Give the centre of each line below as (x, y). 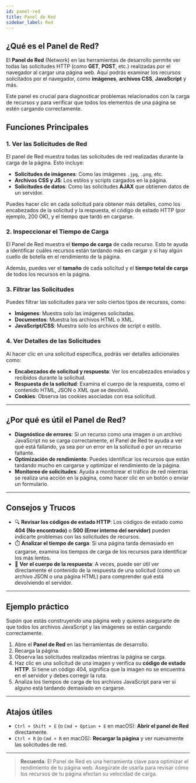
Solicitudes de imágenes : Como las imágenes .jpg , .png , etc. (89, 174)
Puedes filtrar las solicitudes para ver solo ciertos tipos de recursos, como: (96, 302)
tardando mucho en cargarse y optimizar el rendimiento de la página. (97, 465)
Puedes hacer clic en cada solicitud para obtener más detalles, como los (93, 204)
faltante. (24, 453)
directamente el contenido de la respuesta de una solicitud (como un (97, 570)
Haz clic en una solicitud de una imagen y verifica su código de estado (100, 663)
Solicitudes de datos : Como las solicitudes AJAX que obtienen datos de (102, 186)
